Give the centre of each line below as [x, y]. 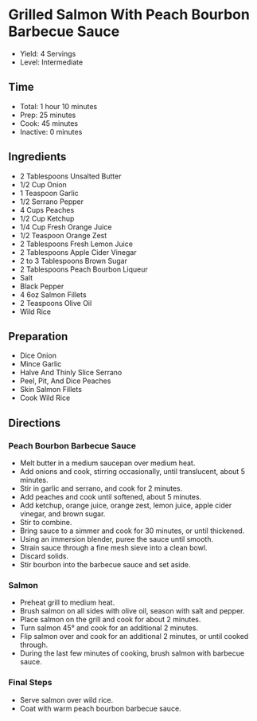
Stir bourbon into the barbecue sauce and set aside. [105, 565]
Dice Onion [38, 355]
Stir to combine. [46, 523]
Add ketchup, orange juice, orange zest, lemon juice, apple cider [126, 505]
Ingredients [37, 157]
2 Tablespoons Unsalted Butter [70, 176]
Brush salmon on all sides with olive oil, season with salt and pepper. [132, 611]
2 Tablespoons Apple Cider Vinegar [78, 252]
